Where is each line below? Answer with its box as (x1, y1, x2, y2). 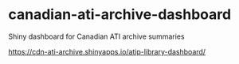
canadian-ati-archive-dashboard (8, 6, 232, 24)
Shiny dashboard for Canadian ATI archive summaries (8, 32, 185, 41)
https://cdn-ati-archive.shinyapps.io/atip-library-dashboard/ (8, 47, 206, 56)
